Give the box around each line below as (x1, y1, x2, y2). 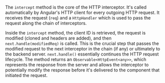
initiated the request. (5, 72, 48, 78)
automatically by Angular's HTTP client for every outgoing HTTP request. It (5, 9, 160, 15)
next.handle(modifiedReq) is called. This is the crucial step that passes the (5, 40, 159, 46)
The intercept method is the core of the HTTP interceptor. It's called (5, 4, 146, 10)
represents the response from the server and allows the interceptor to (5, 62, 149, 67)
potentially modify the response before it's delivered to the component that (5, 67, 160, 73)
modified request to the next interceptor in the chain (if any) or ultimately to (5, 46, 160, 51)
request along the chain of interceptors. (5, 20, 87, 26)
